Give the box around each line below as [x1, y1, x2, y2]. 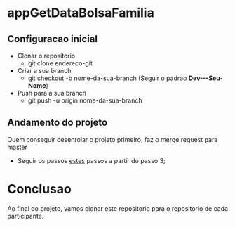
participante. [7, 212, 44, 220]
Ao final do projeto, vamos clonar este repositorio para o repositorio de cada [7, 204, 229, 212]
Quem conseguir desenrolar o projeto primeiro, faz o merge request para [7, 135, 218, 143]
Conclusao [7, 181, 72, 197]
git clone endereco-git [27, 59, 93, 67]
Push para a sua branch [17, 89, 86, 97]
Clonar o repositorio [17, 51, 76, 60]
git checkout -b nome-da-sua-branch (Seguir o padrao [27, 74, 187, 82]
